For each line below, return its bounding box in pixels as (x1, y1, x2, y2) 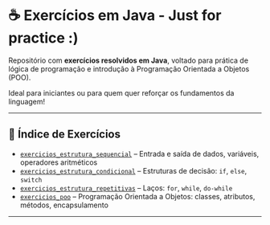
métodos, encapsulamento (19, 200, 108, 210)
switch (19, 176, 43, 184)
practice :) (8, 29, 79, 47)
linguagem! (8, 96, 46, 106)
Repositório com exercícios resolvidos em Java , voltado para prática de (8, 55, 249, 65)
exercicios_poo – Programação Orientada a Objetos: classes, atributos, (19, 191, 256, 201)
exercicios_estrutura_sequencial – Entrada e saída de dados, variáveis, (19, 149, 260, 158)
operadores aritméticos (19, 157, 98, 167)
